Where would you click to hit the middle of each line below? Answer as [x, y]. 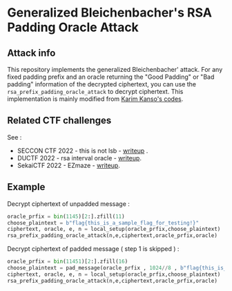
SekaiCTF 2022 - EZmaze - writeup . [69, 165]
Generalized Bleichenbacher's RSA [110, 13]
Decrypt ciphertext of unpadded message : [68, 204]
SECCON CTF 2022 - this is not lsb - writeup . [83, 151]
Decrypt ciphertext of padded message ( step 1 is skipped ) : [93, 249]
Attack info [31, 53]
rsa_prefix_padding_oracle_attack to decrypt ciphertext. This [95, 92]
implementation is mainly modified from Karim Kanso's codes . [95, 99]
